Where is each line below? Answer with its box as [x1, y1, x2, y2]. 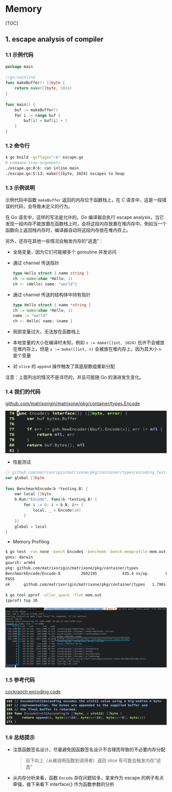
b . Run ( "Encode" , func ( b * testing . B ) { [14, 497, 97, 502]
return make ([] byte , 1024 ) [14, 86, 72, 91]
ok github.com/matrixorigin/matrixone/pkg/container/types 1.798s [5, 582, 166, 587]
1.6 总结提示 [5, 733, 35, 741]
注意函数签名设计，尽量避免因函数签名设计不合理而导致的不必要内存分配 [12, 746, 165, 752]
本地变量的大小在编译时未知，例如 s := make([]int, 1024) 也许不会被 [12, 340, 160, 346]
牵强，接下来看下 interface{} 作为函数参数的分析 [12, 781, 115, 787]
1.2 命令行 [5, 142, 30, 149]
